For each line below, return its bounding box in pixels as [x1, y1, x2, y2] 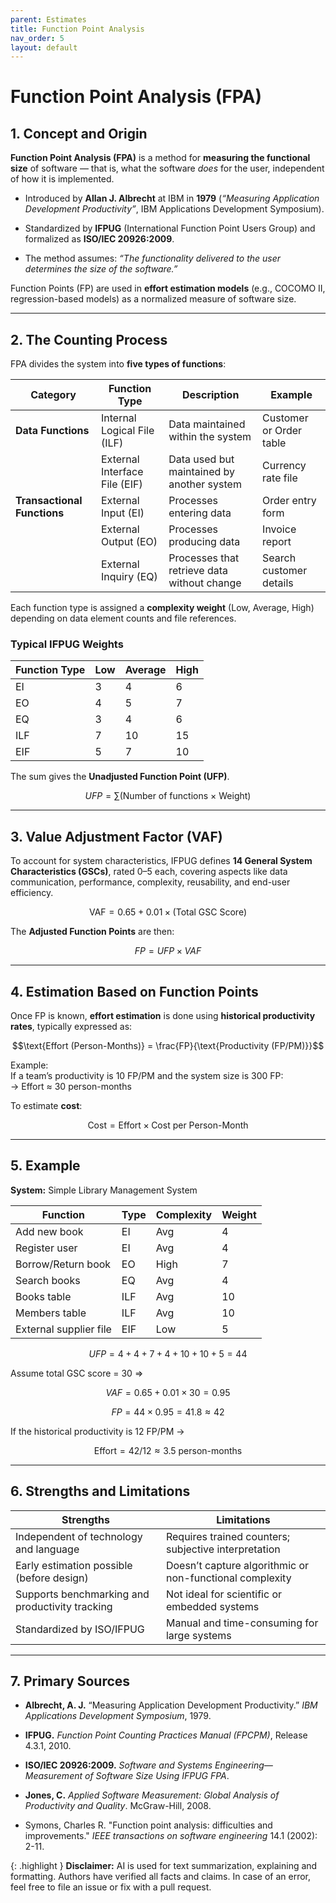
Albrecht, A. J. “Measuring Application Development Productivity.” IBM [24, 1699, 318, 1711]
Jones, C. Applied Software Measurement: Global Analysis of [24, 1789, 280, 1801]
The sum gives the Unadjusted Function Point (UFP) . [10, 771, 230, 783]
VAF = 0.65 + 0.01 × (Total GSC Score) [89, 906, 247, 918]
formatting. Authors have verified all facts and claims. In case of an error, [10, 1871, 312, 1883]
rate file [262, 471, 298, 485]
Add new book [15, 1224, 84, 1238]
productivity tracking [15, 1599, 113, 1613]
